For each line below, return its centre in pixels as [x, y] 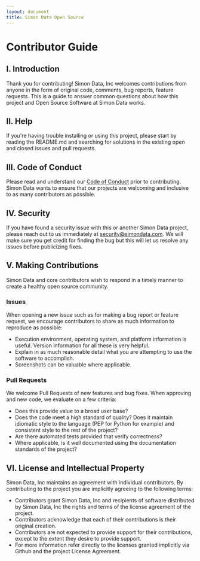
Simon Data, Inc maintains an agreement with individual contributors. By [95, 483]
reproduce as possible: [34, 327]
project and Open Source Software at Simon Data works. [76, 102]
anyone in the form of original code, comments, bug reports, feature [90, 90]
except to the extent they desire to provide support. [78, 539]
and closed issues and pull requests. [51, 148]
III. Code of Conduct [44, 167]
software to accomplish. [44, 358]
